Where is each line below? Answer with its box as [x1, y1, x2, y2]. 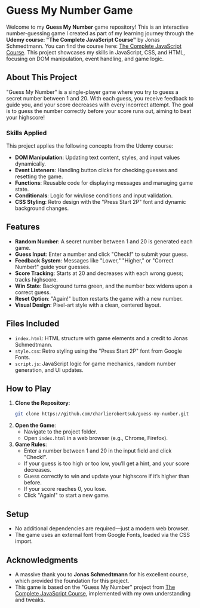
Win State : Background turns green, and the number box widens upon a [14, 282, 193, 289]
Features [6, 222, 40, 232]
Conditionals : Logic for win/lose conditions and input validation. [14, 192, 173, 199]
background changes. [14, 204, 69, 212]
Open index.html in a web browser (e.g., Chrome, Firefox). [23, 435, 168, 442]
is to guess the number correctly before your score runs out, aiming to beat [6, 107, 192, 114]
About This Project [6, 72, 78, 83]
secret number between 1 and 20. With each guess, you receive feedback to [6, 94, 194, 102]
